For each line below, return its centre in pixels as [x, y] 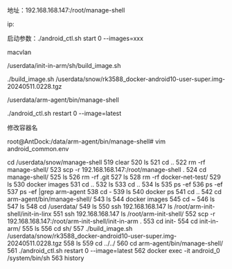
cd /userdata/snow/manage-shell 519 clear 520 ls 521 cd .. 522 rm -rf [106, 162]
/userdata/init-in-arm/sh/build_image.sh [64, 66]
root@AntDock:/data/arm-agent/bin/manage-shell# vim [87, 141]
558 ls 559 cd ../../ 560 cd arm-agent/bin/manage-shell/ [143, 243]
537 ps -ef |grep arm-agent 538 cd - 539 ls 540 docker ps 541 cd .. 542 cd [114, 192]
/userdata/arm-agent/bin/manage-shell [63, 100]
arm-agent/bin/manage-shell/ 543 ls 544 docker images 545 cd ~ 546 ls [111, 199]
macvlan [19, 52]
